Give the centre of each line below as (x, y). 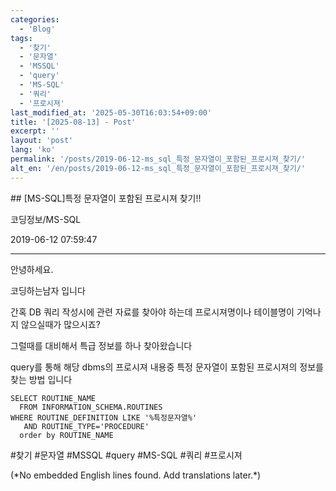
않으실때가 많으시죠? (60, 324)
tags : (21, 38)
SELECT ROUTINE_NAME (53, 398)
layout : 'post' (42, 141)
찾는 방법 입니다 (41, 379)
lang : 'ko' (33, 150)
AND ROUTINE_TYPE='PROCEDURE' (86, 426)
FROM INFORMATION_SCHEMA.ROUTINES (91, 407)
